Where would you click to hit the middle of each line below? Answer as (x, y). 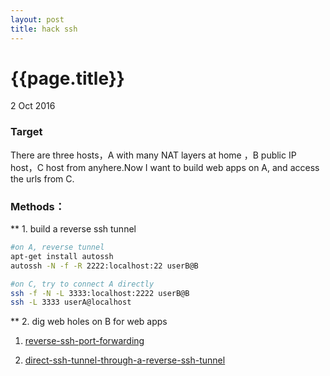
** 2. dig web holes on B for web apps (89, 322)
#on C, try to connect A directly (82, 284)
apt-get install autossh (62, 256)
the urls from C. (42, 178)
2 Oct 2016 (33, 106)
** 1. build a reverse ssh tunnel (73, 229)
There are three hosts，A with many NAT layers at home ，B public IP (153, 155)
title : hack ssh (44, 29)
